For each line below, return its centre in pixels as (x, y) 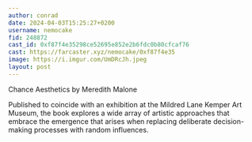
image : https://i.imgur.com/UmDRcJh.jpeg (78, 60)
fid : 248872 (28, 37)
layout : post (30, 67)
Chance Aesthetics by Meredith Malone (73, 89)
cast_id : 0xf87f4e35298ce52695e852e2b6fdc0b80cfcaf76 (99, 45)
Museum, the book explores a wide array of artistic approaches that (119, 113)
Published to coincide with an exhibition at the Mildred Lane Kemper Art (125, 104)
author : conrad (33, 15)
